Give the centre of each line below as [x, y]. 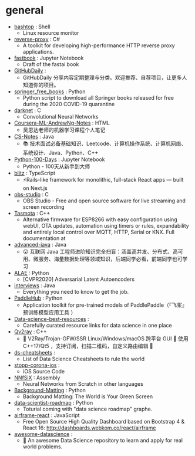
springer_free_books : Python [50, 91]
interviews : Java [34, 285]
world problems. [43, 447]
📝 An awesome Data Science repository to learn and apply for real [103, 440]
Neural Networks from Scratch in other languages [83, 383]
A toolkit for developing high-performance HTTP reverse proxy [99, 45]
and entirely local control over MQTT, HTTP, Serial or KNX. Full [98, 232]
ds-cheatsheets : [34, 352]
